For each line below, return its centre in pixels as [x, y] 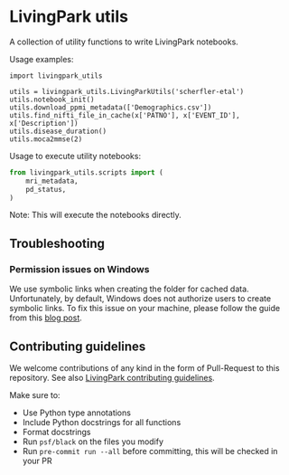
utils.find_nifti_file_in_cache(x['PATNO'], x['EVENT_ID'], [125, 115]
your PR [37, 461]
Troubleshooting [57, 243]
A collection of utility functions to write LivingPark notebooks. [124, 42]
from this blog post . [46, 318]
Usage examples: [42, 59]
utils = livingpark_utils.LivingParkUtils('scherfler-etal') [127, 91]
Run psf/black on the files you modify [93, 442]
